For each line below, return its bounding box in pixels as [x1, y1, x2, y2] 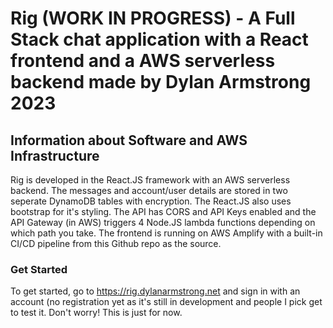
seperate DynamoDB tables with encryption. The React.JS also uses [10, 195, 292, 207]
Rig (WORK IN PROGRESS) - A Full [10, 7, 296, 30]
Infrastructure [10, 147, 100, 164]
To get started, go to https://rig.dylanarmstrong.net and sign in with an [10, 285, 301, 297]
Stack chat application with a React [10, 28, 309, 51]
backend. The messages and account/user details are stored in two [10, 185, 288, 196]
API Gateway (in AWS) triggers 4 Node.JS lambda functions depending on [10, 217, 316, 228]
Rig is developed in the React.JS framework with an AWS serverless [10, 174, 291, 186]
